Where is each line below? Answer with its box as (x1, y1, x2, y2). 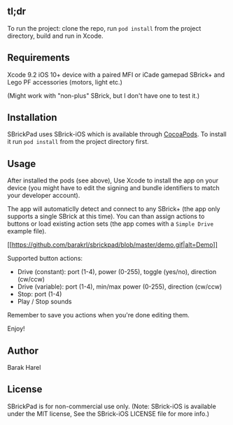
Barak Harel (7, 363, 41, 372)
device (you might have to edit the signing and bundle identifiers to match (7, 184, 220, 192)
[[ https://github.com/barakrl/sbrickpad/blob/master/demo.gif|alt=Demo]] (7, 240, 218, 249)
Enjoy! (7, 324, 26, 333)
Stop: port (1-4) (17, 290, 62, 298)
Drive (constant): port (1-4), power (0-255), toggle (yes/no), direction (17, 268, 217, 276)
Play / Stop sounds (17, 297, 72, 306)
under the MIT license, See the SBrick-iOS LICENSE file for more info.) (7, 409, 210, 418)
